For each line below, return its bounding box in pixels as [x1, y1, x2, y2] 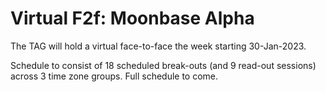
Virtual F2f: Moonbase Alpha [10, 7, 255, 30]
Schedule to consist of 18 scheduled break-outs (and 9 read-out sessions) [10, 59, 317, 71]
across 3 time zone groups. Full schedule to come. [10, 70, 219, 82]
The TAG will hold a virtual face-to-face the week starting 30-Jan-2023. [10, 40, 307, 52]
